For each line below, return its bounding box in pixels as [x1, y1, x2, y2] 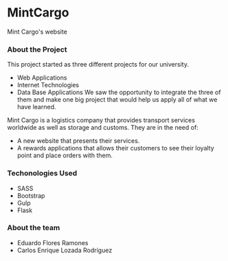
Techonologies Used [7, 168, 78, 178]
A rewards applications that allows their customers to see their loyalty [16, 144, 214, 152]
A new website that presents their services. [16, 137, 140, 145]
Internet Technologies [16, 81, 80, 89]
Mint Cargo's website [7, 27, 67, 36]
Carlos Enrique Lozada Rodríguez [16, 246, 113, 254]
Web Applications [16, 73, 67, 82]
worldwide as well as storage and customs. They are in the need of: [7, 124, 199, 132]
